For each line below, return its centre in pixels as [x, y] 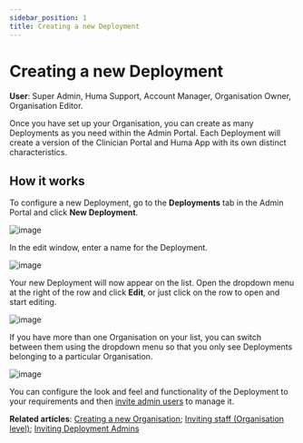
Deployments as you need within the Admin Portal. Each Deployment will [145, 133]
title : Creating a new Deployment [75, 26]
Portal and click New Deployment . [74, 212]
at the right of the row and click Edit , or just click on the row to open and [145, 292]
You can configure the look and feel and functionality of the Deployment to [149, 392]
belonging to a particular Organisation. [81, 357]
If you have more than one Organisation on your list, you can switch [136, 338]
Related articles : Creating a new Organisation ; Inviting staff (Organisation [147, 419]
